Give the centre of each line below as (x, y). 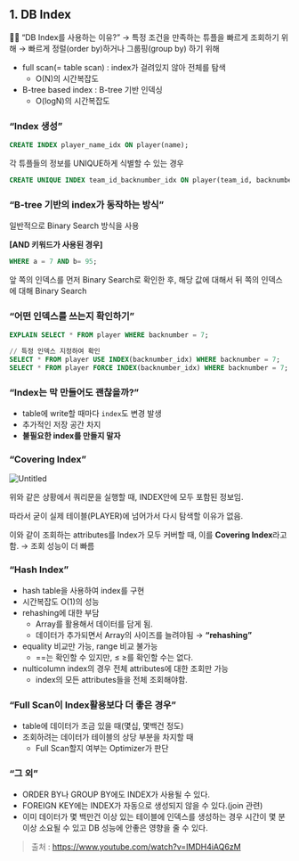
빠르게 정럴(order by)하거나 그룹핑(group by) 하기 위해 (124, 48)
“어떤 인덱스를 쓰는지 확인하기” (72, 316)
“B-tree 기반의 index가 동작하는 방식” (87, 204)
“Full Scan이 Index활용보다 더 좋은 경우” (93, 705)
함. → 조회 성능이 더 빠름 (52, 546)
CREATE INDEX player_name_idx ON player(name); (99, 145)
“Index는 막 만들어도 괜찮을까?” (74, 392)
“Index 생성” (36, 126)
